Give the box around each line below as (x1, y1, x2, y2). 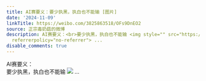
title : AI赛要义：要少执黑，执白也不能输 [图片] (6, 9, 118, 15)
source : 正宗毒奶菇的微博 (6, 26, 66, 32)
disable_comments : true (6, 43, 67, 49)
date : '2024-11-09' (6, 15, 56, 21)
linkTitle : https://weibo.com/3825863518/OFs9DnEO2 (6, 20, 141, 26)
